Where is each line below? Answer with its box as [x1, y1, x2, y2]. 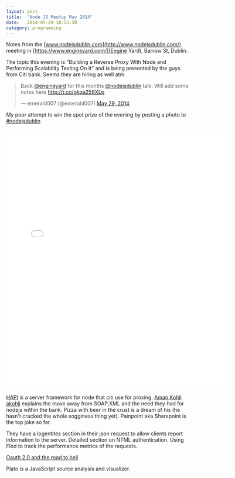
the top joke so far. [6, 419, 52, 426]
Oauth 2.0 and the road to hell [6, 454, 79, 461]
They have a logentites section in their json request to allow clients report [6, 430, 183, 437]
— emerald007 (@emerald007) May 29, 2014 [20, 100, 130, 107]
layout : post [6, 8, 38, 15]
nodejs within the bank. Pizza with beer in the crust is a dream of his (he [6, 407, 180, 414]
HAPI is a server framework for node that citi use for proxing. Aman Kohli [6, 394, 182, 401]
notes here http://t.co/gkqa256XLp [20, 88, 105, 95]
